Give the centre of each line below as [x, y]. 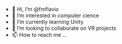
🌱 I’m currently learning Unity [48, 22]
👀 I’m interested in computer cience [55, 15]
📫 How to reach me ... [39, 35]
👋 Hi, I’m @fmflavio [35, 9]
